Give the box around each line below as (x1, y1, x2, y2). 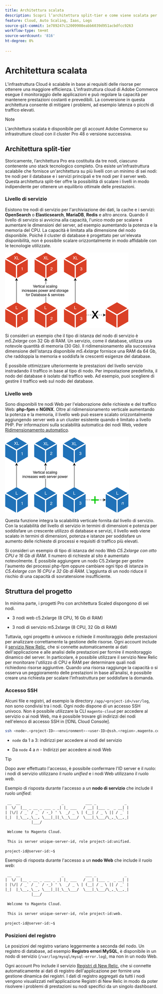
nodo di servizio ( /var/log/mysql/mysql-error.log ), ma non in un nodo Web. (5, 953, 158, 960)
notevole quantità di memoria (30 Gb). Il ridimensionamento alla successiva (5, 343, 156, 349)
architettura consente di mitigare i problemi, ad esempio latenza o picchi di (5, 102, 154, 108)
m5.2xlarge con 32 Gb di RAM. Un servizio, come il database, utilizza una (5, 337, 152, 344)
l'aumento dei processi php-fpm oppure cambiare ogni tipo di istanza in (5, 563, 148, 569)
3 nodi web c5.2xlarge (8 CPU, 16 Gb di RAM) (12, 615, 103, 621)
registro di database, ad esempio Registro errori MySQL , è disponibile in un (5, 948, 157, 954)
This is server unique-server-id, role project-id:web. (7, 912, 123, 916)
